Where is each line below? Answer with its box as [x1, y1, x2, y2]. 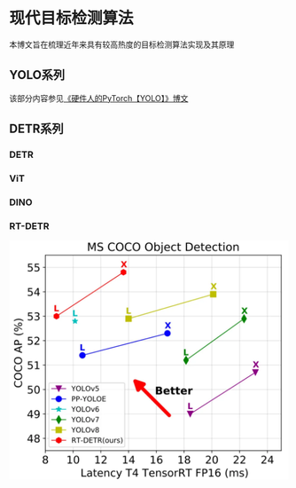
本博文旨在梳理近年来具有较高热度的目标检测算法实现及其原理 [9, 39, 235, 50]
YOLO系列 [9, 67, 66, 83]
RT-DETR [9, 219, 50, 232]
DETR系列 [9, 122, 64, 137]
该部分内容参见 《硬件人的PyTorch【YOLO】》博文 [9, 92, 189, 103]
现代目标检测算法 [9, 8, 135, 28]
